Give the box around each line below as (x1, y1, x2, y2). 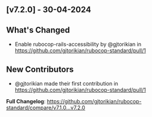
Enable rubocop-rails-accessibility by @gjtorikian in (14, 41, 141, 48)
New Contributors (6, 64, 74, 74)
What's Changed (6, 25, 70, 35)
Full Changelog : (6, 98, 46, 105)
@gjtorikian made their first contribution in (14, 80, 119, 87)
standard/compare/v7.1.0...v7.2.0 (6, 104, 85, 112)
